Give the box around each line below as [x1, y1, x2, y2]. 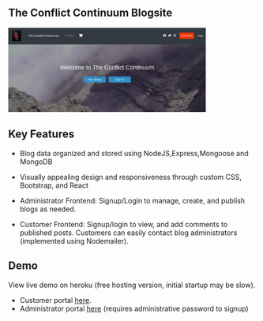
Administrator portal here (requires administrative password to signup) [19, 304, 249, 313]
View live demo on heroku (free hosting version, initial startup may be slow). [8, 280, 256, 289]
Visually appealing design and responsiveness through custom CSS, [19, 172, 242, 181]
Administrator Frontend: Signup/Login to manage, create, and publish [19, 196, 246, 205]
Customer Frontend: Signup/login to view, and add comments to [19, 219, 228, 229]
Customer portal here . [19, 295, 92, 304]
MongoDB [19, 157, 53, 166]
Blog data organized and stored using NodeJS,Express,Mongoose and [19, 148, 249, 158]
